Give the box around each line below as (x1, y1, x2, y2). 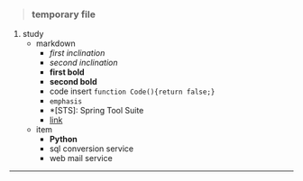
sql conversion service (49, 143, 134, 154)
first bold (49, 67, 85, 77)
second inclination (49, 58, 119, 68)
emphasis (49, 97, 83, 106)
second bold (49, 77, 97, 87)
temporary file (31, 8, 96, 21)
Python (49, 134, 78, 145)
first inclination (49, 48, 106, 59)
